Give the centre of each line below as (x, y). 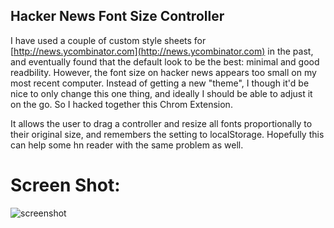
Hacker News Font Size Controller (117, 16)
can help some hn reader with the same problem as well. (127, 145)
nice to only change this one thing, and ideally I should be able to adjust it (161, 93)
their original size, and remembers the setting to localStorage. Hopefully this (167, 134)
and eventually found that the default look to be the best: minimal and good (165, 61)
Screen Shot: (65, 185)
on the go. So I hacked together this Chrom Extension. (121, 104)
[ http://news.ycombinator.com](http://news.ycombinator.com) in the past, (162, 51)
